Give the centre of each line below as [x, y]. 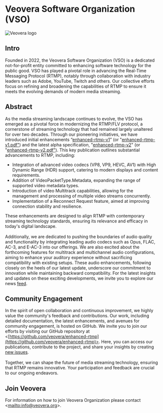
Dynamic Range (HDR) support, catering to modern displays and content [85, 170]
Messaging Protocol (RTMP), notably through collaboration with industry [78, 76]
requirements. [26, 175]
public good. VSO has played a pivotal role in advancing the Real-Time [76, 71]
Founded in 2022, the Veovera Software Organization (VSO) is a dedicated [80, 60]
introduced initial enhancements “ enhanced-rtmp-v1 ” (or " [63, 139]
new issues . [17, 352]
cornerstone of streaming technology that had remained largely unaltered [79, 129]
